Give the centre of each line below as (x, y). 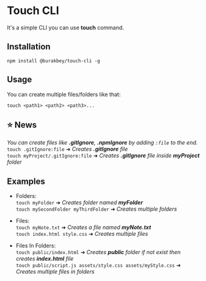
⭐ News (22, 125)
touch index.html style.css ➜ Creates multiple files (82, 234)
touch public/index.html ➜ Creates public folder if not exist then (98, 252)
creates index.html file (45, 259)
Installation (29, 47)
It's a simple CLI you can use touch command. (65, 27)
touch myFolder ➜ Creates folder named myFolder (79, 203)
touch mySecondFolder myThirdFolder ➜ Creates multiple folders (96, 209)
